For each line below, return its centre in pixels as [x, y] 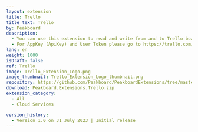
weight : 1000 [22, 55]
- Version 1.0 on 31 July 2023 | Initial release [73, 120]
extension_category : [32, 93]
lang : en [17, 50]
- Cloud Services [33, 104]
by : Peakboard [24, 28]
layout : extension [29, 11]
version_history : [27, 115]
